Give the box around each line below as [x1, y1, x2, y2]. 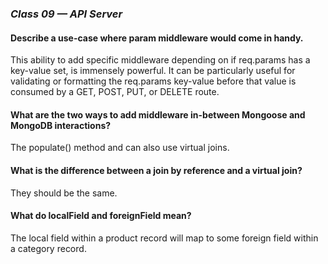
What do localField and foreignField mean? [10, 210, 192, 222]
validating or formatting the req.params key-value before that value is [10, 75, 297, 87]
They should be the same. [10, 187, 118, 199]
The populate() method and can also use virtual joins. [10, 142, 230, 154]
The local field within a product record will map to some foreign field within [10, 232, 319, 244]
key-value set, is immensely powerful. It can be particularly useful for [10, 65, 296, 77]
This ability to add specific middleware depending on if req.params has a [10, 54, 311, 66]
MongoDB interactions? [10, 119, 112, 131]
